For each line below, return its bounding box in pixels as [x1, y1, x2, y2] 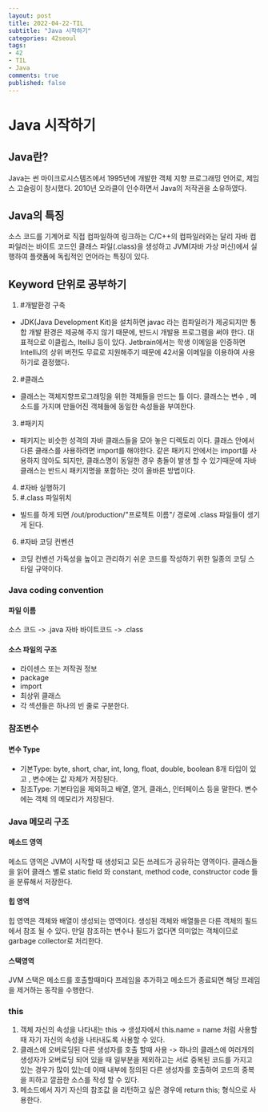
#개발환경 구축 [19, 300, 66, 310]
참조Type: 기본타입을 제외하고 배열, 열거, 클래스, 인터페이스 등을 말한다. [19, 784, 243, 793]
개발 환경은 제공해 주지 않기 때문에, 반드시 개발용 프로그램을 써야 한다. [28, 327, 246, 337]
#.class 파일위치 [19, 493, 72, 502]
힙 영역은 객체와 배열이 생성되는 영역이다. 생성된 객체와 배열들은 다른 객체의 [8, 915, 243, 925]
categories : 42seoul [8, 34, 78, 43]
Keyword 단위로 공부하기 [8, 278, 126, 291]
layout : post [8, 11, 52, 20]
